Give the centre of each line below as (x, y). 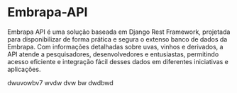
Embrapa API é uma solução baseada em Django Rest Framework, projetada (119, 32)
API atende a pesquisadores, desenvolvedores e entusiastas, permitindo (113, 54)
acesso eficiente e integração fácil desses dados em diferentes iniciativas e (118, 61)
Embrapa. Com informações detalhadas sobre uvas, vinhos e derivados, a (115, 46)
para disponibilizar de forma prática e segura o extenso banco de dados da (117, 39)
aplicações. (24, 69)
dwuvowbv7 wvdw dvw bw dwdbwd (60, 82)
